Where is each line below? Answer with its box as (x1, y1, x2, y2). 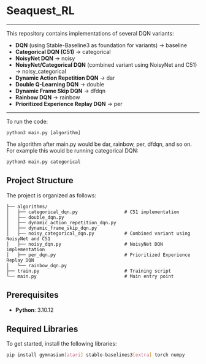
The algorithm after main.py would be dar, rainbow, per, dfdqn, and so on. (6, 140, 192, 148)
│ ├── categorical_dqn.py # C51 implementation (6, 209, 180, 215)
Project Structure (6, 175, 74, 186)
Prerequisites (6, 290, 59, 300)
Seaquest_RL (6, 4, 75, 18)
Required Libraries (6, 324, 78, 334)
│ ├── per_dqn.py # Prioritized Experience (6, 252, 191, 258)
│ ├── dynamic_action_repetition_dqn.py (6, 219, 116, 226)
